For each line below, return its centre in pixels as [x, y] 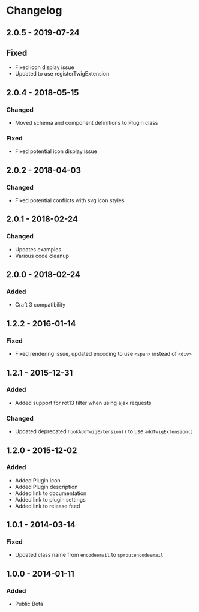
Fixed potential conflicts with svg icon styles [70, 200]
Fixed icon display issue [44, 67]
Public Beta [29, 604]
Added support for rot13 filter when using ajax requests [83, 403]
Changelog [34, 10]
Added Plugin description [46, 487]
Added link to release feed [47, 506]
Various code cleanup [42, 256]
